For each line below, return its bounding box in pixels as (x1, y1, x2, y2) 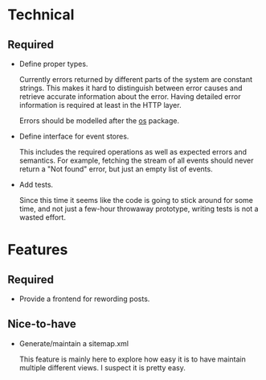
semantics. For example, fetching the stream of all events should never (18, 155, 254, 165)
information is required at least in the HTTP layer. (18, 101, 182, 109)
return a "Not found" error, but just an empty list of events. (18, 164, 214, 174)
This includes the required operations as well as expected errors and (18, 147, 247, 156)
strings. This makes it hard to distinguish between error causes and (18, 83, 243, 93)
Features (7, 241, 68, 259)
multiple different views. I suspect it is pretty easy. (18, 362, 186, 372)
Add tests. (18, 180, 54, 189)
